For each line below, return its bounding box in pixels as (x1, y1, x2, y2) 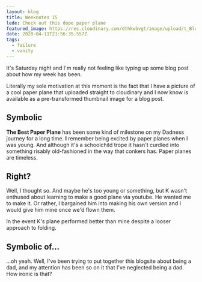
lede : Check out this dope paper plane (6, 20, 106, 26)
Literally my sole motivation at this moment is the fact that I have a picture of (6, 82, 195, 89)
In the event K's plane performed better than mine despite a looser (6, 218, 171, 225)
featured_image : (6, 25, 47, 32)
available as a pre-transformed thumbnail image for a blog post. (6, 95, 164, 102)
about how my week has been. (6, 70, 82, 78)
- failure (11, 43, 36, 49)
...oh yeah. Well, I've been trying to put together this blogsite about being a (6, 257, 191, 265)
